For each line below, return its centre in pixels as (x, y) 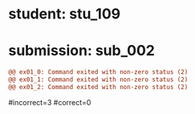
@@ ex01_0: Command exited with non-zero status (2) (98, 72)
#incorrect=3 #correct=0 (50, 102)
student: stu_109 (65, 14)
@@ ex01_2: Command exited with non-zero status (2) (98, 87)
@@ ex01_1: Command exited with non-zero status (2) (98, 79)
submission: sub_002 (81, 51)
